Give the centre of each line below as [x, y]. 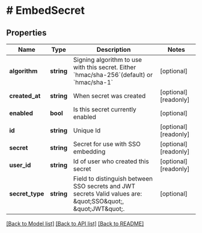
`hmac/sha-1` [93, 82]
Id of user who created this [111, 161]
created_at [25, 96]
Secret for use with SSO [107, 144]
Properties [26, 33]
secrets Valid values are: [108, 194]
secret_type [27, 194]
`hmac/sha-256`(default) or [113, 75]
